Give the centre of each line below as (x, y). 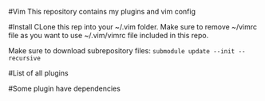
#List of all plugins (39, 73)
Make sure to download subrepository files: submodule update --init (122, 50)
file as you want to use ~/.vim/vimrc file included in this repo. (109, 35)
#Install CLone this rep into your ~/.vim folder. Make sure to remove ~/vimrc (133, 27)
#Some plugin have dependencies (65, 88)
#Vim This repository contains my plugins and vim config (102, 12)
